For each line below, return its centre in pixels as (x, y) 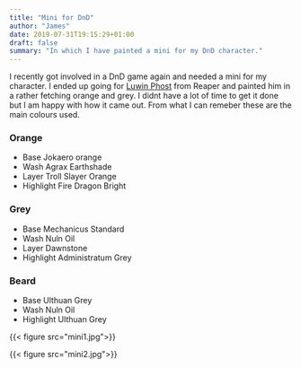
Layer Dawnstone (55, 248)
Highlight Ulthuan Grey (65, 320)
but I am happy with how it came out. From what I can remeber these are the (150, 105)
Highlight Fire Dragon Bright (74, 186)
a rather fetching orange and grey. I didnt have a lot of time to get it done (144, 96)
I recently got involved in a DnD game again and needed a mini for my (138, 76)
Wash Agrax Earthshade (67, 167)
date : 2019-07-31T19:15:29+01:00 (72, 34)
